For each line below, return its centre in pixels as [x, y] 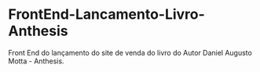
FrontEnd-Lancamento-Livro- [107, 14]
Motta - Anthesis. [36, 61]
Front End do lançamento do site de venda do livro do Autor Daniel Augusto [130, 52]
